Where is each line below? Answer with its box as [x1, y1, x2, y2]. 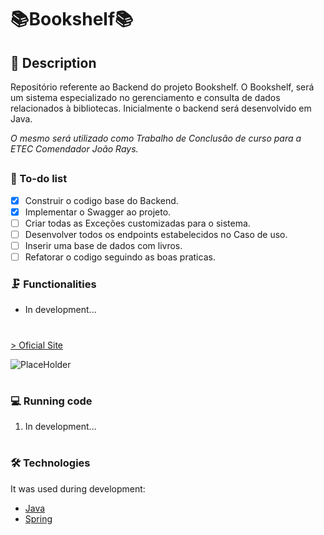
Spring [24, 512, 53, 525]
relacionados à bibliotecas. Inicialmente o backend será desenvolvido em [10, 102, 312, 114]
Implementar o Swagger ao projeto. [24, 206, 172, 218]
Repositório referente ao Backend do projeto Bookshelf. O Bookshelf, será [10, 81, 315, 93]
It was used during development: [10, 482, 146, 495]
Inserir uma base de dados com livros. [24, 240, 183, 252]
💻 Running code [10, 394, 93, 408]
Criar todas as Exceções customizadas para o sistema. [24, 217, 251, 229]
